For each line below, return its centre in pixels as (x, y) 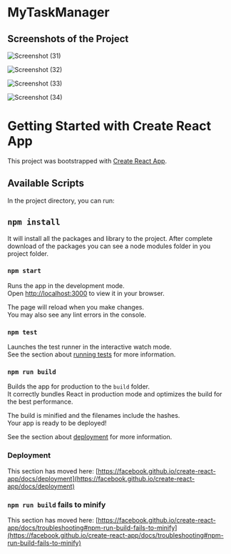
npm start (24, 271)
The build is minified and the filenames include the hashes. (94, 416)
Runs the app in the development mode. (66, 285)
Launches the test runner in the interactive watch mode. (90, 347)
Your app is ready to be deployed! (57, 423)
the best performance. (40, 402)
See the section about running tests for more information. (92, 354)
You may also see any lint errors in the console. (77, 314)
